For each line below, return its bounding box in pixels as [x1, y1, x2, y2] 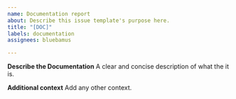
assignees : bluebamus [7, 37, 72, 44]
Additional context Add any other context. [7, 83, 132, 92]
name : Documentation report [7, 10, 91, 18]
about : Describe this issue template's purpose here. [7, 17, 171, 24]
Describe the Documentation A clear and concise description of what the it [7, 62, 230, 71]
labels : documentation [7, 30, 75, 37]
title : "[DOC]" [7, 23, 53, 30]
